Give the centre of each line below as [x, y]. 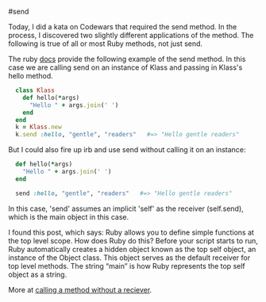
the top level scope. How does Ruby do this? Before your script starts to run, [133, 240]
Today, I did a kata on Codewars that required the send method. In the [123, 27]
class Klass [35, 90]
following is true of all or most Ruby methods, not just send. [106, 44]
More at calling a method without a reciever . [80, 289]
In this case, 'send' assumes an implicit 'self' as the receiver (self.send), [126, 208]
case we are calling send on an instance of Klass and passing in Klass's [125, 67]
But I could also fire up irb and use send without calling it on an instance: [127, 150]
